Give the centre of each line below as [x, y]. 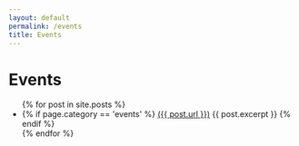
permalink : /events [45, 26]
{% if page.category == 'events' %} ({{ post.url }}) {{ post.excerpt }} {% [156, 114]
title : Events [35, 34]
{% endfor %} [48, 133]
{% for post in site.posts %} [74, 104]
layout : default [39, 18]
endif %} [38, 124]
